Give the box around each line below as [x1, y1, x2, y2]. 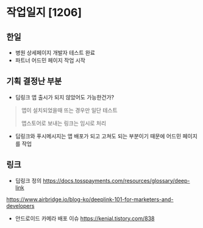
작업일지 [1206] [6, 5, 82, 20]
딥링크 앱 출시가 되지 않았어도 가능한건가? [15, 93, 115, 101]
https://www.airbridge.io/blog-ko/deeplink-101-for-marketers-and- [6, 196, 174, 203]
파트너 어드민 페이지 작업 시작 [15, 57, 85, 64]
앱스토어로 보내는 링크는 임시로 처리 [21, 119, 107, 127]
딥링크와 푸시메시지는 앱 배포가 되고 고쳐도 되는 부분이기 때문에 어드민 [15, 132, 182, 140]
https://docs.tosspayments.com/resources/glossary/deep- [43, 177, 190, 184]
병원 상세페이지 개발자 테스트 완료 [15, 49, 96, 56]
